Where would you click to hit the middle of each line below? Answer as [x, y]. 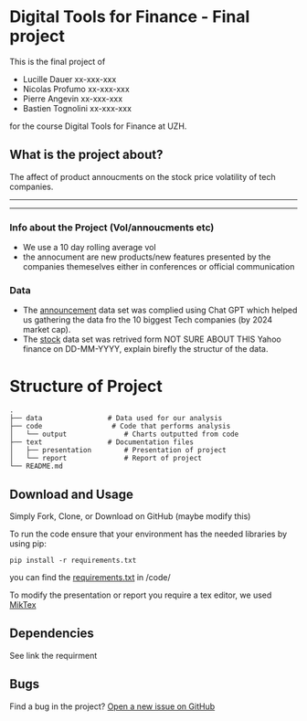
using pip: [28, 544]
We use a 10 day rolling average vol [90, 248]
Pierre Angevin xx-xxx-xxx [73, 99]
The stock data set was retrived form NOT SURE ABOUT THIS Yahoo [152, 339]
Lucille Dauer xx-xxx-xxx [69, 79]
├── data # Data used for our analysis [116, 419]
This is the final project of [58, 61]
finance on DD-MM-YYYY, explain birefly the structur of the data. [145, 349]
